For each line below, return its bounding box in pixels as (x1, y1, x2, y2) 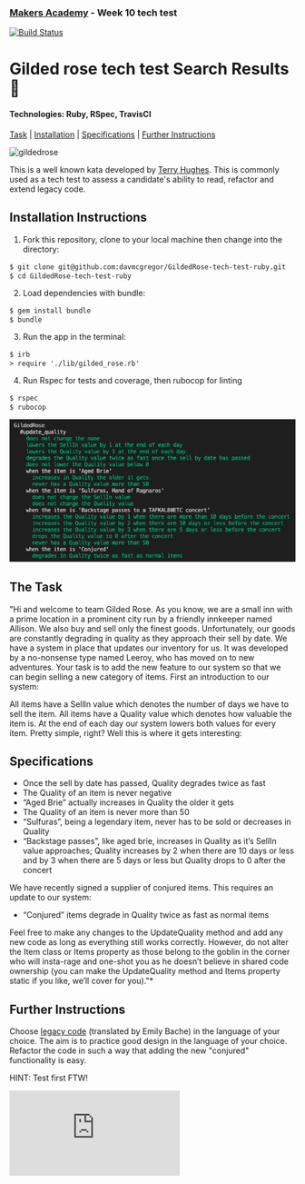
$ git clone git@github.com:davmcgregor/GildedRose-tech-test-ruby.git (9, 262, 286, 272)
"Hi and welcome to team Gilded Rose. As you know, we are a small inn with (9, 603, 293, 614)
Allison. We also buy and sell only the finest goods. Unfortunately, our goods (9, 622, 296, 633)
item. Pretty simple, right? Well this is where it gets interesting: (9, 727, 242, 738)
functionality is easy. (9, 1055, 87, 1066)
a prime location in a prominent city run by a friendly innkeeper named (9, 613, 272, 624)
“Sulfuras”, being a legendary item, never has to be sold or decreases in (22, 816, 292, 828)
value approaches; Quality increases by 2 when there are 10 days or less (22, 845, 295, 856)
